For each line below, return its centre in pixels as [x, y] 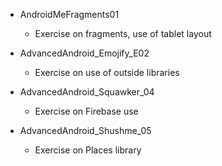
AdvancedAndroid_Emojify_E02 [84, 53]
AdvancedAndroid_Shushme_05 [85, 130]
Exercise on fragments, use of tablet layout [123, 33]
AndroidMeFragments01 [69, 14]
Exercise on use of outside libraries [107, 72]
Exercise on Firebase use [86, 111]
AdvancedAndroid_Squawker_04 [87, 92]
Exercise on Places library [88, 150]
